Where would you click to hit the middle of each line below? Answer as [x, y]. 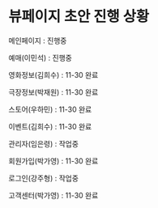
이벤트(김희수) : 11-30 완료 [50, 126]
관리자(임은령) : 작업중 [44, 143]
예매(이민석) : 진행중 [41, 57]
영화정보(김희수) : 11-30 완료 [53, 74]
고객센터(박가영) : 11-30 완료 [53, 195]
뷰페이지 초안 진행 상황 [79, 17]
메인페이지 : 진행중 [38, 40]
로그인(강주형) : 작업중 [44, 178]
